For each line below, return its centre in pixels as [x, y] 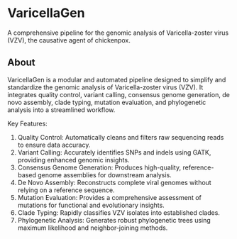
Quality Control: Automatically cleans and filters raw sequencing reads [121, 137]
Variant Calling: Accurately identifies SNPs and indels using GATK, [114, 152]
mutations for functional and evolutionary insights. [91, 205]
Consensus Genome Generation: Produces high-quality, [99, 167]
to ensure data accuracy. [54, 145]
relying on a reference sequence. [66, 190]
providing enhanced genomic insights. [73, 160]
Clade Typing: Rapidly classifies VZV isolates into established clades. [118, 212]
